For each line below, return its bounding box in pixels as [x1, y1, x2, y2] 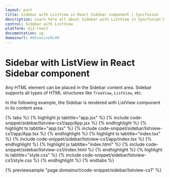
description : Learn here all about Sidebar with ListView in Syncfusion [5, 17, 161, 22]
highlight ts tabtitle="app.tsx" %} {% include [5, 125, 97, 131]
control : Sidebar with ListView [5, 21, 73, 27]
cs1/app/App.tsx [5, 130, 39, 136]
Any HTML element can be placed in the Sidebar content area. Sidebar [5, 84, 152, 91]
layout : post [5, 7, 33, 13]
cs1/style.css [5, 157, 32, 163]
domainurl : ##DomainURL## [5, 36, 59, 41]
